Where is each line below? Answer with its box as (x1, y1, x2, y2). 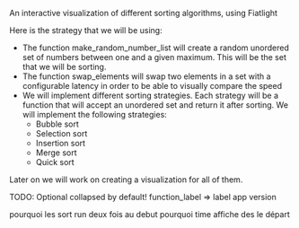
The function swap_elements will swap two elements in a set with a (22, 71, 271, 82)
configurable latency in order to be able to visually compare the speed (22, 81, 283, 91)
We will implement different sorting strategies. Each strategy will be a (22, 90, 278, 101)
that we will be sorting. (22, 62, 107, 72)
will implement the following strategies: (22, 110, 168, 119)
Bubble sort (35, 118, 79, 129)
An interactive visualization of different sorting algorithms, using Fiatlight (9, 8, 278, 18)
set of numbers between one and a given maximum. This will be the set (22, 52, 287, 62)
